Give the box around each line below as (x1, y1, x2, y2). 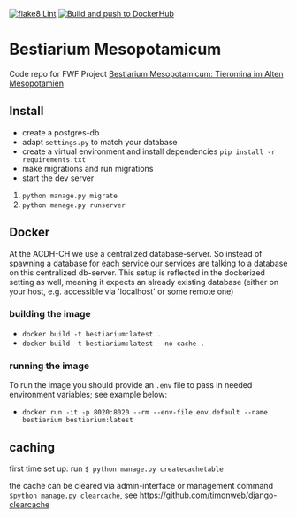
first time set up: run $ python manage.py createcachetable (9, 463, 224, 474)
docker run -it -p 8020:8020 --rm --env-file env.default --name (21, 408, 268, 417)
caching (9, 439, 56, 455)
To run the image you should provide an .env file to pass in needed (9, 380, 253, 390)
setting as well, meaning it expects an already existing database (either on (9, 276, 279, 287)
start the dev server (21, 173, 95, 183)
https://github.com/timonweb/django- (140, 490, 278, 500)
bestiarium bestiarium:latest (21, 416, 134, 425)
